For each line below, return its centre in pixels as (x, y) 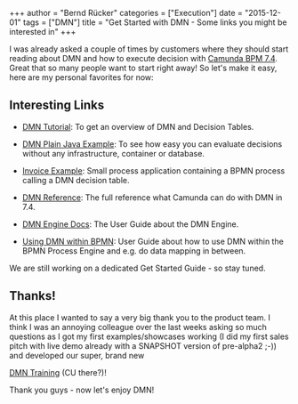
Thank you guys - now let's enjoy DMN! (82, 390)
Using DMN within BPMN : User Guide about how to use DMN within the (153, 241)
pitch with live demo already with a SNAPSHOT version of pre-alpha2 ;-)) (143, 345)
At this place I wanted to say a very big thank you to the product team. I (140, 317)
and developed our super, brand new (77, 355)
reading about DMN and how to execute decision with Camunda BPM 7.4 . (144, 58)
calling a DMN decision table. (76, 180)
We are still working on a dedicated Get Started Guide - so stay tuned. (137, 268)
